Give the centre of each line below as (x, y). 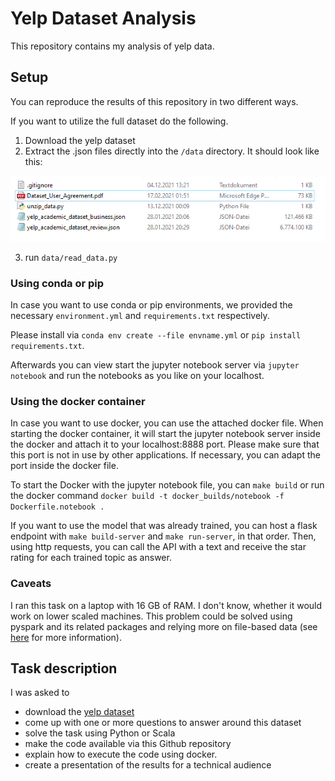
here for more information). (66, 637)
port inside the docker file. (64, 466)
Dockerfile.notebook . (57, 507)
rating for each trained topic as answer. (91, 558)
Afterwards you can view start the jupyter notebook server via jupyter (155, 365)
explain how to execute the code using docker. (121, 754)
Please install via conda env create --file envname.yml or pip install (156, 335)
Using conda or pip (57, 283)
